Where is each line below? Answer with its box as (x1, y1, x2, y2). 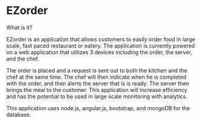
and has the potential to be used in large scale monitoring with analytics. (6, 93, 188, 100)
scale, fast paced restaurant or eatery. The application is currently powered (6, 42, 196, 49)
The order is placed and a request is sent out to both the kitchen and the (6, 66, 188, 74)
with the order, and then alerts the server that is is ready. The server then (6, 80, 189, 87)
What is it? (6, 24, 33, 31)
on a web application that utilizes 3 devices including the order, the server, (6, 48, 192, 55)
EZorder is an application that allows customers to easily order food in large (6, 35, 196, 43)
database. (6, 111, 32, 118)
